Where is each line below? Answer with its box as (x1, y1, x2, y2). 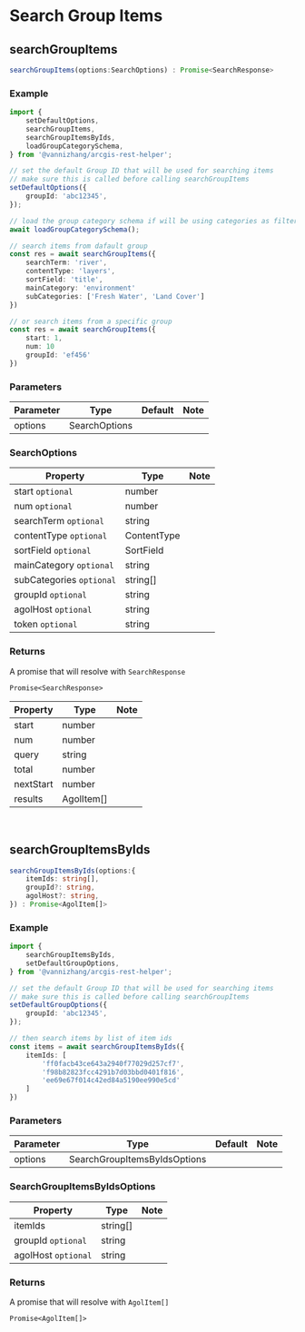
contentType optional (14, 529, 107, 542)
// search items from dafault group (9, 242, 148, 251)
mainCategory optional (14, 559, 114, 572)
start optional (14, 485, 74, 498)
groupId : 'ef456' (25, 350, 92, 360)
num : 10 (25, 342, 54, 351)
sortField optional (14, 544, 92, 557)
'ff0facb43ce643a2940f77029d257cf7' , (42, 1059, 184, 1068)
